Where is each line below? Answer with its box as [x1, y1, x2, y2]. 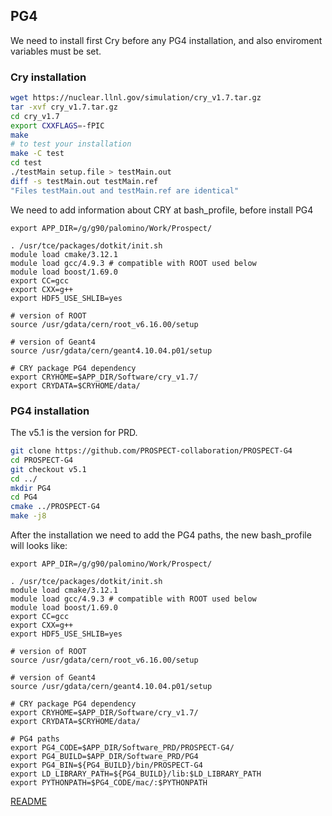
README [10, 795, 48, 808]
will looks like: [10, 540, 68, 552]
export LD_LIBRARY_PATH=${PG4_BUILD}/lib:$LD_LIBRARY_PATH [10, 769, 262, 779]
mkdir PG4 [10, 483, 52, 493]
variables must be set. [10, 45, 102, 57]
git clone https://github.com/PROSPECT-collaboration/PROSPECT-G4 [10, 446, 293, 456]
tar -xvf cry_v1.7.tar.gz [10, 102, 118, 112]
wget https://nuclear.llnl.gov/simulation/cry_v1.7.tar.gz [10, 93, 262, 103]
